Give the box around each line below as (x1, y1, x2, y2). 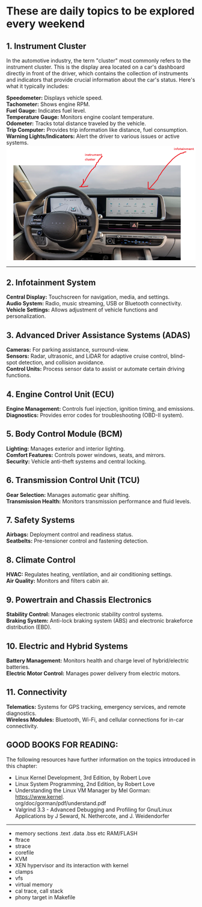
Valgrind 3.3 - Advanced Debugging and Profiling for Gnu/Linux (14, 806, 173, 813)
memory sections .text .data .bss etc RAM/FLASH (14, 829, 138, 837)
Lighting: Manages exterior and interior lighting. (6, 444, 125, 452)
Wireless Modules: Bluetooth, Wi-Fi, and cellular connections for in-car (6, 715, 185, 723)
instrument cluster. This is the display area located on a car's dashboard (6, 63, 185, 70)
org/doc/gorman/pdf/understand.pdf (14, 799, 106, 806)
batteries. (6, 663, 30, 670)
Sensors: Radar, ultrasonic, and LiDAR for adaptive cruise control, (6, 352, 170, 360)
